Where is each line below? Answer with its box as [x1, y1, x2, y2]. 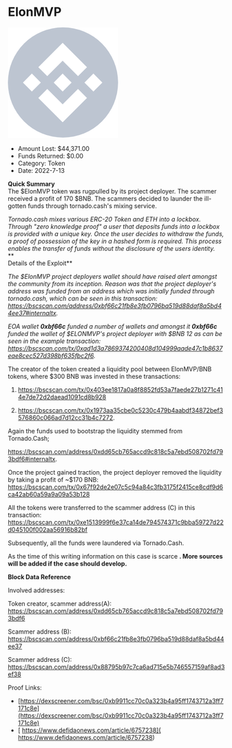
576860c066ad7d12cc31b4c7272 [17, 413, 114, 422]
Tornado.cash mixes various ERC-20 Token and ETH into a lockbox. [8, 215, 202, 223]
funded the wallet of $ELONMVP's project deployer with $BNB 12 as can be [8, 329, 223, 337]
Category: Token [17, 159, 65, 167]
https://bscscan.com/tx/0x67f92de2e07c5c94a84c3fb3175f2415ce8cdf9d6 [8, 483, 224, 491]
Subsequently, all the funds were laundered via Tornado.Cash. [8, 539, 184, 547]
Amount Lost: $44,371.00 [17, 144, 90, 152]
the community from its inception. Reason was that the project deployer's [8, 280, 217, 288]
